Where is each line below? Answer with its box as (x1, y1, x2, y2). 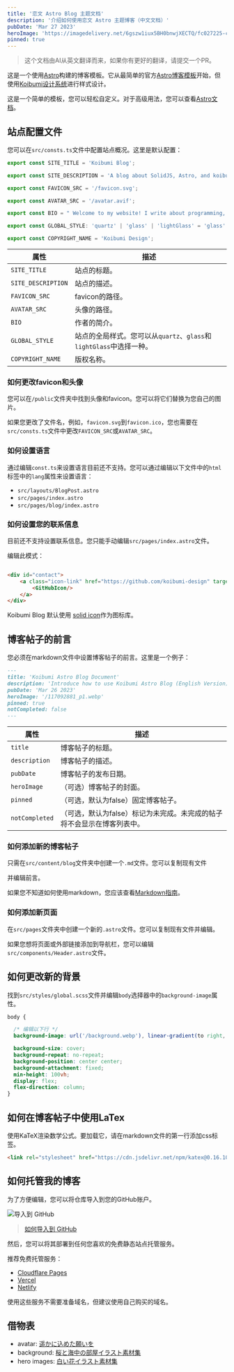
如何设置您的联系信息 (7, 519, 79, 529)
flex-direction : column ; (13, 1084, 86, 1091)
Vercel (17, 1276, 36, 1284)
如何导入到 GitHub (24, 1225, 77, 1233)
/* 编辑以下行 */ (13, 1026, 58, 1033)
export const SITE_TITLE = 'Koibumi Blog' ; (7, 159, 136, 166)
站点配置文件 (7, 126, 63, 138)
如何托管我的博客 (7, 1175, 81, 1187)
